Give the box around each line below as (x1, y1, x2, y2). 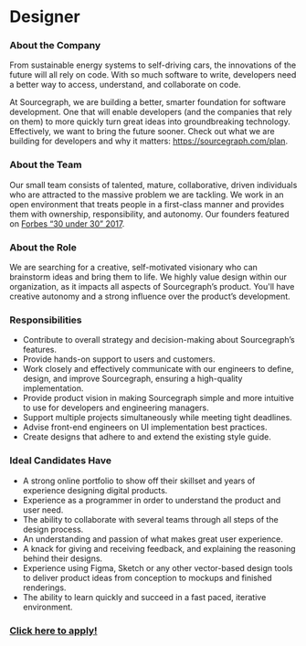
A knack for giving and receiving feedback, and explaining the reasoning (22, 543, 296, 554)
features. (22, 344, 58, 355)
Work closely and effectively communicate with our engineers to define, (22, 364, 294, 375)
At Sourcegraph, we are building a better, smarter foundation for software (9, 97, 286, 108)
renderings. (22, 582, 67, 593)
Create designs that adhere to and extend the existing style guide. (22, 431, 271, 442)
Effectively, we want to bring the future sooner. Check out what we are (9, 126, 276, 137)
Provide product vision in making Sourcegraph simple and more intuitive (22, 393, 294, 404)
